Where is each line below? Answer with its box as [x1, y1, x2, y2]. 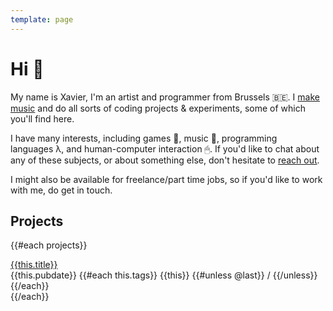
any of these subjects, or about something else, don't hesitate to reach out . [10, 154, 320, 166]
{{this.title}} [10, 259, 58, 271]
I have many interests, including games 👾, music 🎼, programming [10, 132, 278, 144]
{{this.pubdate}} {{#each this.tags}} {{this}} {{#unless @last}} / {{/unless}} [10, 269, 318, 281]
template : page [10, 14, 74, 25]
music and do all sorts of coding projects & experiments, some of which [10, 102, 306, 114]
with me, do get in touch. [10, 184, 113, 196]
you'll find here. [10, 112, 75, 125]
